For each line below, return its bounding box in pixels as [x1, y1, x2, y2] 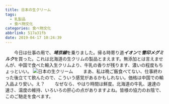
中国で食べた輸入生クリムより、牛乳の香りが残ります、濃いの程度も [18, 62, 159, 68]
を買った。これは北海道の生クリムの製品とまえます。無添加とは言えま [14, 55, 159, 61]
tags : [5, 12, 17, 17]
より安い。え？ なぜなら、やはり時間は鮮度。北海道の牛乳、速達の [14, 80, 161, 86]
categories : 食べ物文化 [5, 26, 51, 31]
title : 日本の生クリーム [5, 7, 51, 12]
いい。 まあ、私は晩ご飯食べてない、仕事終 [18, 68, 158, 74]
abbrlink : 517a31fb [5, 30, 46, 35]
